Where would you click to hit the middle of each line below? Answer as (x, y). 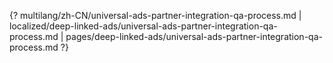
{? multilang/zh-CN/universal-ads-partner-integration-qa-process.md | (155, 15)
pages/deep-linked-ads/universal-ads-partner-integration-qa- (194, 36)
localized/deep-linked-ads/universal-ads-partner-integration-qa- (143, 26)
